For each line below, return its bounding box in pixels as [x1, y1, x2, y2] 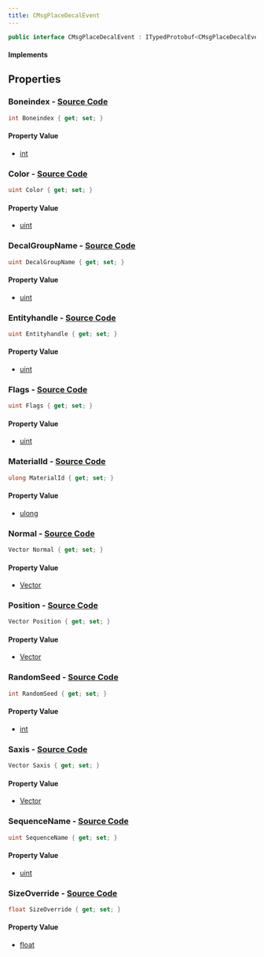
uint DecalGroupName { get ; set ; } [8, 258, 125, 266]
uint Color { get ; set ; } [8, 186, 93, 194]
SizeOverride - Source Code [8, 888, 118, 899]
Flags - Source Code [8, 384, 88, 395]
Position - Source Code [8, 600, 98, 611]
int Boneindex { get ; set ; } [8, 114, 104, 122]
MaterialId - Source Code [8, 456, 106, 467]
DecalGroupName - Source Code [8, 241, 136, 252]
